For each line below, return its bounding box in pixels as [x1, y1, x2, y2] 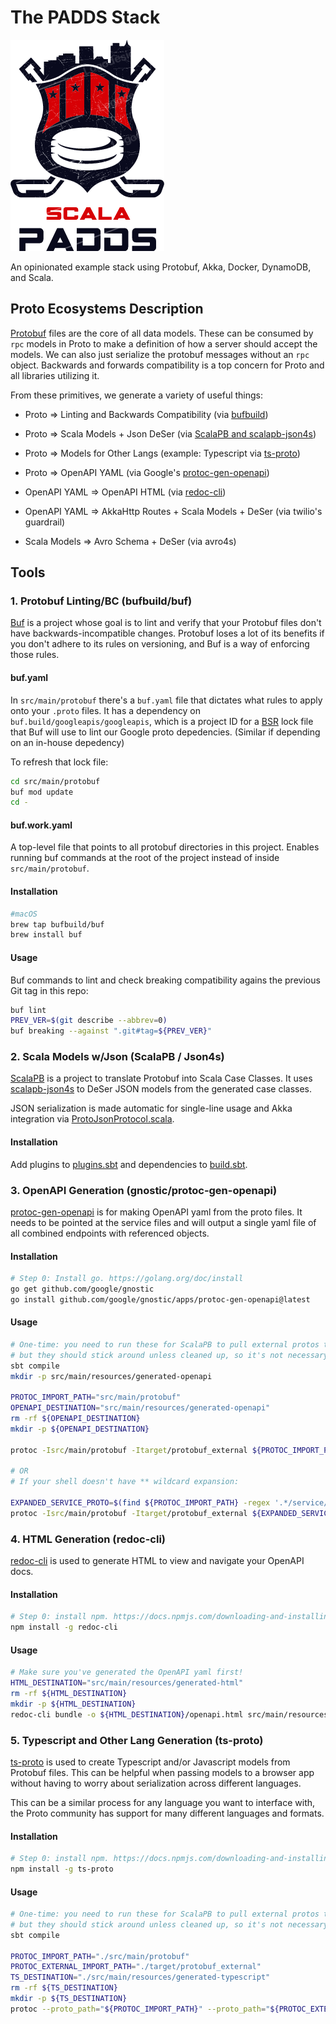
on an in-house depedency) [10, 736, 125, 748]
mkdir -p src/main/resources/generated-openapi [10, 1371, 213, 1381]
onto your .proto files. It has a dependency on [10, 704, 201, 716]
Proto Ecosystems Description [10, 301, 204, 318]
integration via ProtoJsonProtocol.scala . [10, 1113, 175, 1125]
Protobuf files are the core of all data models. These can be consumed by [10, 327, 314, 339]
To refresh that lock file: [10, 756, 109, 768]
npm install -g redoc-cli [10, 1622, 118, 1633]
